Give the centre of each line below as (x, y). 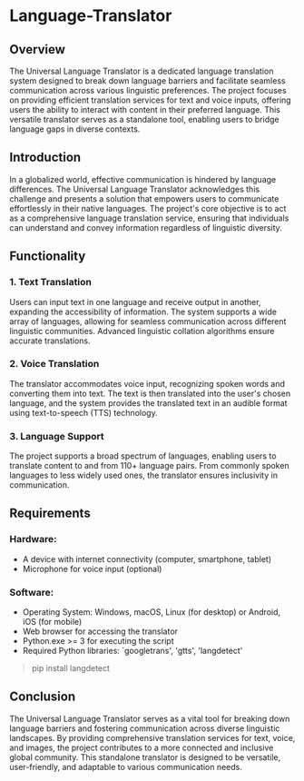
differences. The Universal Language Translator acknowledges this (135, 189)
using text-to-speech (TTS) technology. (83, 412)
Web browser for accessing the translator (100, 631)
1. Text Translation (51, 282)
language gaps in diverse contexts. (75, 129)
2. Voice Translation (54, 364)
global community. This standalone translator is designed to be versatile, (145, 757)
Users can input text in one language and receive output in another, (135, 302)
